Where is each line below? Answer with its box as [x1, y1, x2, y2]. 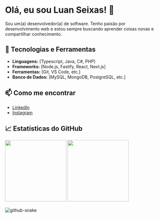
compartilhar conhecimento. [5, 31, 62, 37]
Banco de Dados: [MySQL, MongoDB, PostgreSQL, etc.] [12, 74, 126, 80]
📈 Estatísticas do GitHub [5, 124, 83, 133]
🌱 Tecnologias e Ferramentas [5, 45, 96, 54]
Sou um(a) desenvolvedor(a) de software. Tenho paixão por [5, 21, 126, 27]
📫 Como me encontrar [5, 89, 76, 97]
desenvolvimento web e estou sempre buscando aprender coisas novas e [5, 26, 154, 31]
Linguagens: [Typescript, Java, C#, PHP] [12, 58, 96, 64]
